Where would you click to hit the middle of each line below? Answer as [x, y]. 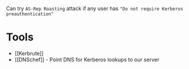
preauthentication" [30, 14]
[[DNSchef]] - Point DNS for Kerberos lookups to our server [87, 59]
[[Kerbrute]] [29, 53]
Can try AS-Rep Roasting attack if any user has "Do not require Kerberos [95, 8]
